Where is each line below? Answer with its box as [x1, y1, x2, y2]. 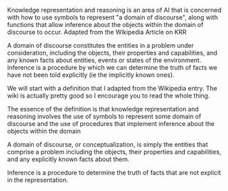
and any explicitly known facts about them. [7, 155, 130, 163]
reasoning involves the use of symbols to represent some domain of [7, 112, 202, 120]
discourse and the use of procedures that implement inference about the [7, 120, 215, 127]
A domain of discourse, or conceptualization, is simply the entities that [7, 140, 209, 148]
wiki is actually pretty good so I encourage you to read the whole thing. [7, 91, 210, 100]
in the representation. [7, 176, 69, 184]
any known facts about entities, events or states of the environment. [7, 56, 202, 64]
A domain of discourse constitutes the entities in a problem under [7, 42, 194, 49]
